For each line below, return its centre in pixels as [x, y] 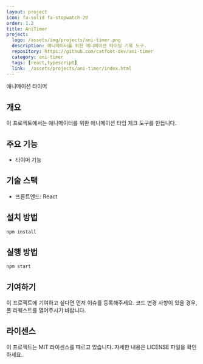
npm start [19, 267]
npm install [21, 232]
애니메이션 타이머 [27, 86]
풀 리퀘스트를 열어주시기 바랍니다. [46, 310]
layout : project [27, 12]
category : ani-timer [38, 57]
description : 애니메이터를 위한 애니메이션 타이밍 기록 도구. [79, 46]
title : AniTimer [27, 29]
